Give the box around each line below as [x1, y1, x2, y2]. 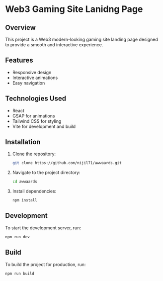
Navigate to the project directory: [12, 170, 81, 176]
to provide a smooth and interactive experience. [5, 42, 103, 48]
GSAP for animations [12, 113, 55, 119]
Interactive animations [12, 75, 58, 81]
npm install [12, 198, 37, 203]
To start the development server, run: [5, 225, 81, 231]
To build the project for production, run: [5, 261, 86, 267]
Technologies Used [5, 94, 66, 103]
